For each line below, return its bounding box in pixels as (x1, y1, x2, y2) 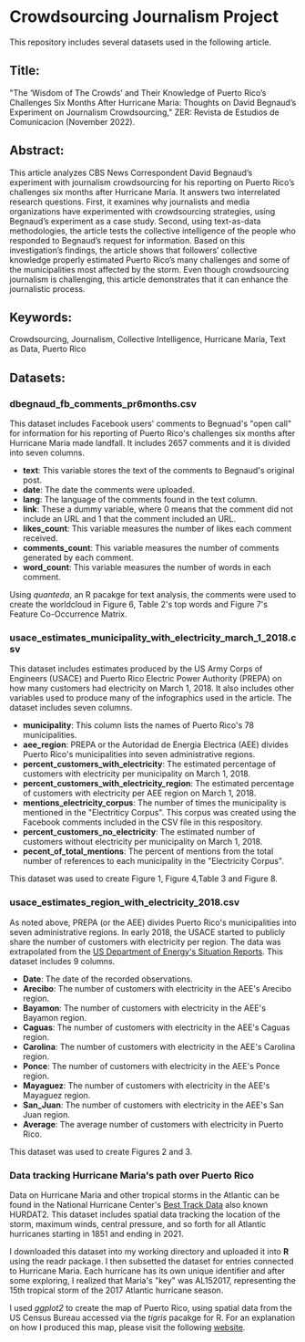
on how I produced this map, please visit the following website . (9, 1321, 246, 1333)
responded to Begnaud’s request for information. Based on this (9, 234, 246, 245)
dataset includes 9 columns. (9, 955, 116, 966)
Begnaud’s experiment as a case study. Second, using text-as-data (9, 215, 261, 226)
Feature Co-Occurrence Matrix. (9, 609, 127, 619)
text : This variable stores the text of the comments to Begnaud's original (22, 465, 295, 476)
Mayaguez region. (22, 1089, 91, 1100)
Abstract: (9, 143, 65, 159)
